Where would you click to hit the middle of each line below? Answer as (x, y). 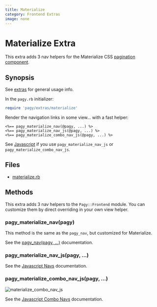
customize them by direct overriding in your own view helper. (67, 209)
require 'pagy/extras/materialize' (41, 108)
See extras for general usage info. (39, 90)
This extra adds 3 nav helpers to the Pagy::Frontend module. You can (75, 204)
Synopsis (20, 78)
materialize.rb (26, 177)
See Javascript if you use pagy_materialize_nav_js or (59, 144)
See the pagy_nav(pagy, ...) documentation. (49, 242)
